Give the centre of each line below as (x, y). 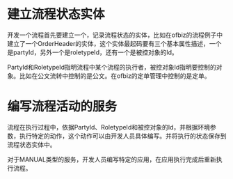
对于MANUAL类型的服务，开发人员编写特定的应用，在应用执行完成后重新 (112, 159)
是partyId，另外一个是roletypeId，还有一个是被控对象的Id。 (93, 52)
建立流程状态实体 (56, 14)
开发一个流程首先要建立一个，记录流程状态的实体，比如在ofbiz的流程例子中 (115, 35)
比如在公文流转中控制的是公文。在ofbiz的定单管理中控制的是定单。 (115, 76)
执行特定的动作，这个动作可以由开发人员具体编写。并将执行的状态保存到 (123, 136)
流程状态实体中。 (32, 144)
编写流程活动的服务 (62, 107)
